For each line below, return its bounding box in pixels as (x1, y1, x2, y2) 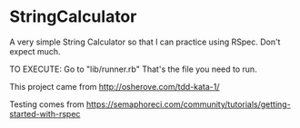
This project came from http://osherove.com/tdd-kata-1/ (9, 81, 220, 92)
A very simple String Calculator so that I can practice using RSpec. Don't (9, 36, 281, 47)
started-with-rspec (9, 108, 81, 119)
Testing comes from (9, 98, 85, 110)
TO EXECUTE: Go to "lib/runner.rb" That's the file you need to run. (9, 64, 257, 74)
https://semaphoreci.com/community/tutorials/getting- (85, 98, 291, 110)
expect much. (9, 45, 61, 56)
